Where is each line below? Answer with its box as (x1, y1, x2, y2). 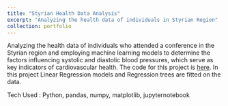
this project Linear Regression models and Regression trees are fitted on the (7, 70, 221, 79)
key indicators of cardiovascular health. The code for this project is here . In (7, 63, 218, 72)
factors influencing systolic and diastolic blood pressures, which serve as (7, 56, 214, 64)
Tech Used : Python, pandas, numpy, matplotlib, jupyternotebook (7, 91, 190, 99)
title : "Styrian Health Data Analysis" (7, 10, 121, 17)
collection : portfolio (7, 23, 72, 29)
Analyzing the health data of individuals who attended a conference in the (7, 42, 215, 50)
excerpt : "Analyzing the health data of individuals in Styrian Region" (7, 16, 218, 23)
